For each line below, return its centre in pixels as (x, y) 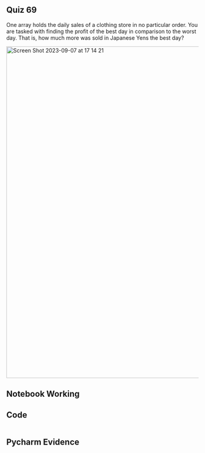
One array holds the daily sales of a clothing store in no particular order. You (102, 24)
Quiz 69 (22, 10)
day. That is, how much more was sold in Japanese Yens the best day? (95, 38)
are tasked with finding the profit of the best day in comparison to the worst (101, 31)
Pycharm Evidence (43, 442)
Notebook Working (43, 394)
